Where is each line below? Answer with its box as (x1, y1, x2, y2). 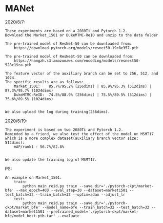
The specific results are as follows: (5, 79, 84, 84)
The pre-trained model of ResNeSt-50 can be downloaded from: (5, 54, 134, 59)
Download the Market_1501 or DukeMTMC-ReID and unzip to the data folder (5, 33, 159, 37)
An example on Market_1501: (5, 175, 62, 180)
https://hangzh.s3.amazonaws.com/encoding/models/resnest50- (14, 58, 141, 63)
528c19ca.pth (5, 62, 32, 67)
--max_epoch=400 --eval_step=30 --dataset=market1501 (16, 188, 128, 193)
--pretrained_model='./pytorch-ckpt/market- (46, 209, 139, 214)
